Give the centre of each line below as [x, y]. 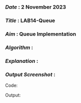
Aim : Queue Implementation [41, 34]
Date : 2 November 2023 [36, 7]
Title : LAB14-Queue [30, 20]
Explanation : [22, 61]
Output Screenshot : [30, 74]
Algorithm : [19, 47]
